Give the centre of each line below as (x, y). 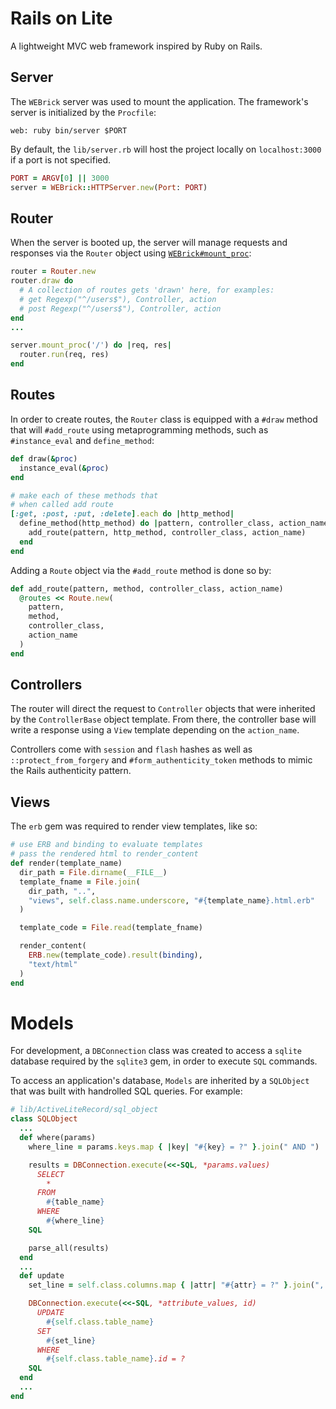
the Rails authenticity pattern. (71, 771)
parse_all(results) (69, 1248)
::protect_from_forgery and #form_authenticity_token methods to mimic (161, 760)
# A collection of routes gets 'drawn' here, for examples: (147, 290)
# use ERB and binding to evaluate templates (106, 845)
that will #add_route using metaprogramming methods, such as (139, 429)
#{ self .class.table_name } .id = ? (116, 1359)
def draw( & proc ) (44, 458)
